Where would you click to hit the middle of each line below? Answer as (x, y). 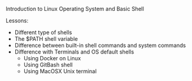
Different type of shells (43, 32)
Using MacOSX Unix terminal (60, 71)
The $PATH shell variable (46, 39)
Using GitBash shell (48, 65)
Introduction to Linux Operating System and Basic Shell (75, 9)
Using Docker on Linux (52, 58)
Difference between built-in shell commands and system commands (100, 45)
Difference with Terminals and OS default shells (74, 52)
